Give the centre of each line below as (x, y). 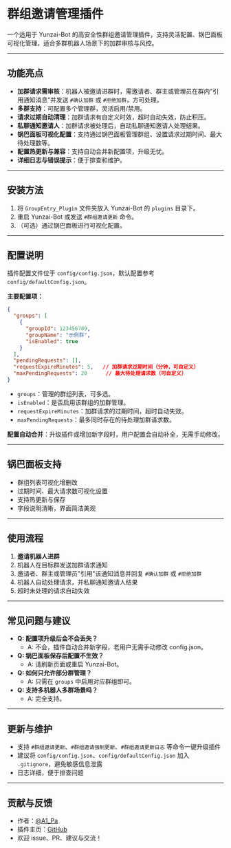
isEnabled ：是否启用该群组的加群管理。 (73, 402)
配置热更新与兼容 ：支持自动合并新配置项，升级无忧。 (92, 151)
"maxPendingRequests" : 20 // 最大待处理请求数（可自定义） (100, 373)
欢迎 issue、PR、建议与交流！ (59, 838)
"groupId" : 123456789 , (58, 329)
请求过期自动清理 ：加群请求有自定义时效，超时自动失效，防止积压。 (113, 117)
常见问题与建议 (39, 621)
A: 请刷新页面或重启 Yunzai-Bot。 (75, 664)
